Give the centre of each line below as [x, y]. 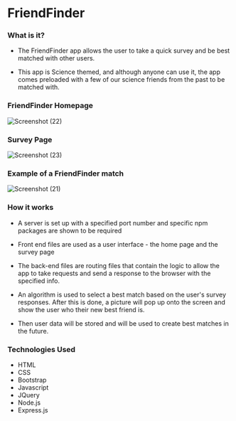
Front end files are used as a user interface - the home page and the [118, 244]
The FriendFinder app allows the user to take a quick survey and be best [124, 50]
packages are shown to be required [70, 230]
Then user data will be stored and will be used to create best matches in [123, 323]
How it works [31, 208]
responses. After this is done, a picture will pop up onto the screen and [122, 302]
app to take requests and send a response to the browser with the [114, 273]
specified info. [39, 281]
